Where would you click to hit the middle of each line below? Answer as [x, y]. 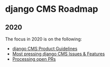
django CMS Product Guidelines [45, 49]
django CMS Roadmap [52, 9]
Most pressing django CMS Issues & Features [58, 54]
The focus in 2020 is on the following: [44, 39]
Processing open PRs [34, 59]
